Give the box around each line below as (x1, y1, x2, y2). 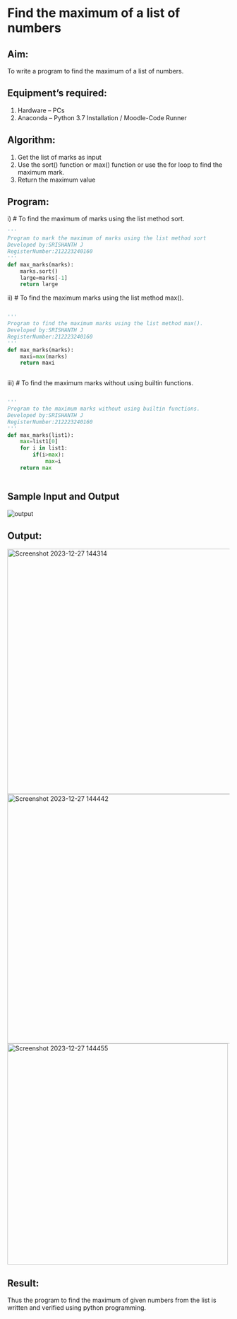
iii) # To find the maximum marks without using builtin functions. (7, 379, 194, 387)
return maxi (20, 359, 55, 367)
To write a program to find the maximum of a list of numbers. (7, 67, 184, 75)
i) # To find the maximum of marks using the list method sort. (7, 214, 185, 223)
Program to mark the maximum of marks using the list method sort (7, 235, 207, 242)
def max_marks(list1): (7, 431, 74, 439)
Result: (7, 1277, 39, 1289)
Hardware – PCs (17, 106, 65, 115)
